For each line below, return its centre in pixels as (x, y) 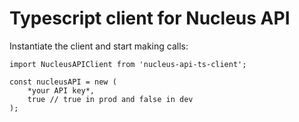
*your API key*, (61, 90)
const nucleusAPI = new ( (63, 82)
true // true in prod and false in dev (110, 99)
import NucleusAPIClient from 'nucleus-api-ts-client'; (128, 64)
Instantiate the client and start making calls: (99, 46)
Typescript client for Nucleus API (150, 18)
